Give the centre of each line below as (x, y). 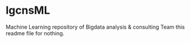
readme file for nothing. (35, 33)
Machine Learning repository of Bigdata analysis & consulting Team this (95, 27)
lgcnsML (28, 10)
